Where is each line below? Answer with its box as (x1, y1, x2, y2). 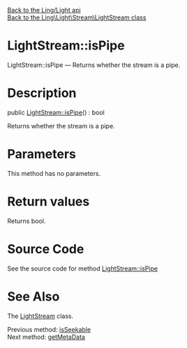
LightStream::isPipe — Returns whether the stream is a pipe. (7, 61, 181, 69)
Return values (7, 194, 90, 209)
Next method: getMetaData (7, 333, 86, 341)
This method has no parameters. (7, 169, 101, 177)
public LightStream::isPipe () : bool (7, 108, 105, 116)
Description (7, 85, 77, 101)
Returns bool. (7, 216, 46, 225)
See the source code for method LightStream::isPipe (7, 264, 158, 273)
